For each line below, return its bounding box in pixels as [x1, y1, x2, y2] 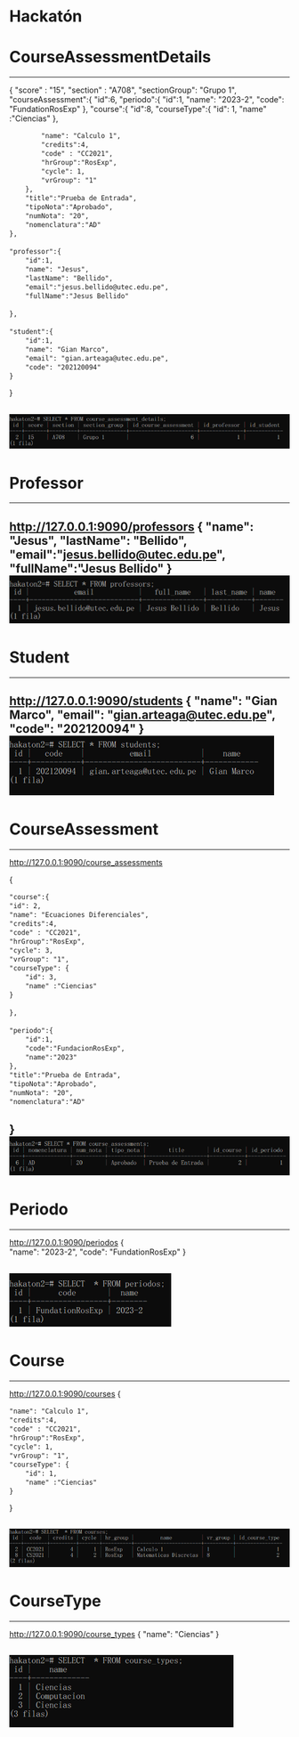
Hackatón [9, 6, 83, 27]
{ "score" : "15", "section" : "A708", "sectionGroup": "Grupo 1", [9, 85, 238, 95]
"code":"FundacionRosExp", [25, 1044, 125, 1053]
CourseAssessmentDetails [9, 47, 212, 68]
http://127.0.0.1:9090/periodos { [9, 1238, 125, 1248]
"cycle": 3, [9, 946, 53, 955]
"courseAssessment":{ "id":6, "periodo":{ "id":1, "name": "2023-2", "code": [9, 94, 285, 105]
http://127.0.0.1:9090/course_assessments [9, 857, 163, 868]
